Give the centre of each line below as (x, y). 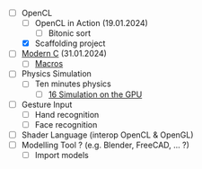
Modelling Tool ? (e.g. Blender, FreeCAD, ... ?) (105, 145)
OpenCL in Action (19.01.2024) (92, 23)
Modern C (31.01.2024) (64, 54)
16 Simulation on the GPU (95, 94)
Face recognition (66, 124)
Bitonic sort (70, 33)
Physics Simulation (56, 74)
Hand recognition (67, 114)
